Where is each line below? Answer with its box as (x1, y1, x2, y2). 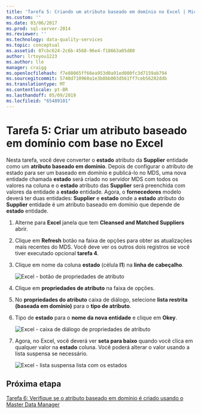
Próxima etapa (6, 379, 62, 389)
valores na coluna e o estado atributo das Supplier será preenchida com (6, 182, 185, 189)
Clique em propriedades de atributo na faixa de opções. (14, 284, 155, 291)
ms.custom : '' (6, 14, 42, 20)
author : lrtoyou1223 (6, 53, 58, 59)
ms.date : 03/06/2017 (6, 20, 58, 26)
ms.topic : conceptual (6, 43, 60, 49)
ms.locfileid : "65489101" (6, 98, 71, 104)
